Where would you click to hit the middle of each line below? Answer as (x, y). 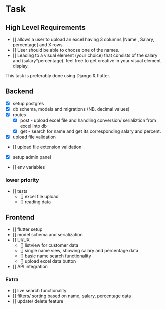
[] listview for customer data (49, 245)
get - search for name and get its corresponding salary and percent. (91, 131)
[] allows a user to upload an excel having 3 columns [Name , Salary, (84, 39)
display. (21, 66)
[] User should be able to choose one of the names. (66, 50)
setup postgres (28, 103)
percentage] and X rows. (38, 45)
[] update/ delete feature (38, 301)
